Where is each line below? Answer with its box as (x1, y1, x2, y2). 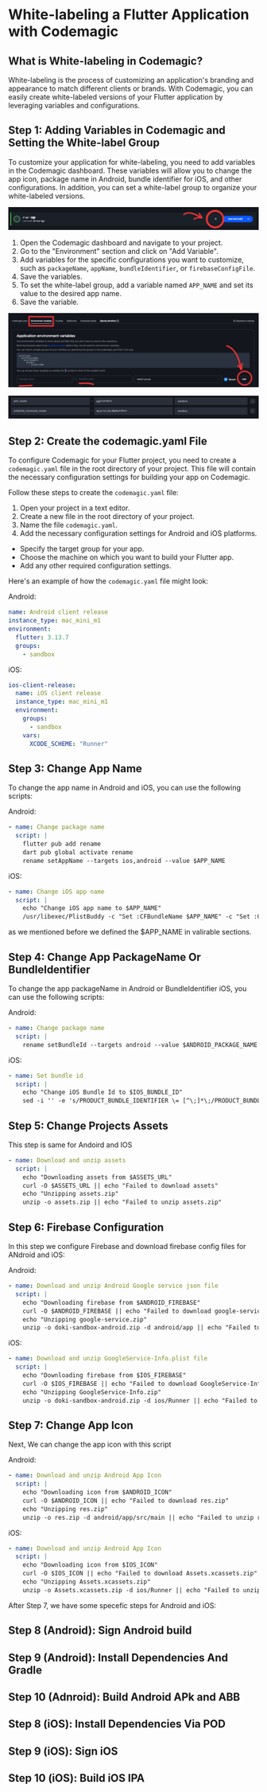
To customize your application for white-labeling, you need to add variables (8, 157, 256, 166)
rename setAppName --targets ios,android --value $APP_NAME (22, 857, 226, 865)
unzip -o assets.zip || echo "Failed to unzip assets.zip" (22, 1198, 222, 1207)
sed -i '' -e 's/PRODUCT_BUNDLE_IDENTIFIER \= (22, 1097, 180, 1105)
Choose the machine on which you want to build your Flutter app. (19, 552, 234, 562)
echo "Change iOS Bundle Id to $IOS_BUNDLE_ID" (22, 1088, 183, 1096)
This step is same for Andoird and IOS (8, 1140, 133, 1150)
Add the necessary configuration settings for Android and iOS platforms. (19, 529, 257, 538)
